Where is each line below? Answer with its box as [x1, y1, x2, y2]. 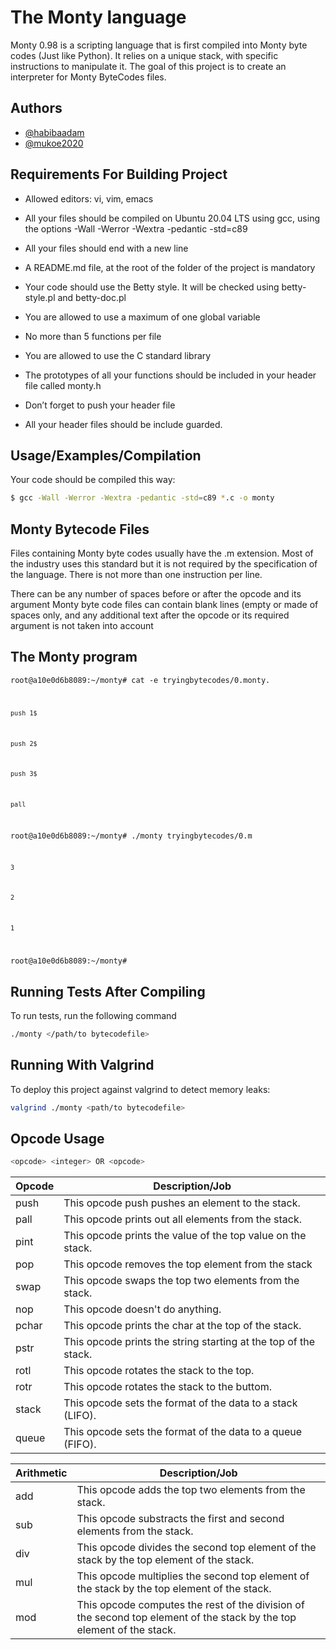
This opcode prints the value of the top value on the [63, 1229, 307, 1243]
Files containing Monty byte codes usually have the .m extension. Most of [10, 547, 314, 560]
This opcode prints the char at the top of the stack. [63, 1319, 302, 1333]
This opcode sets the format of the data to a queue [63, 1425, 303, 1439]
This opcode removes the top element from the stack [63, 1257, 313, 1271]
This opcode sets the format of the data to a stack [63, 1396, 298, 1410]
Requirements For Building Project [10, 166, 228, 183]
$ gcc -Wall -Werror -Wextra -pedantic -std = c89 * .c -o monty [10, 493, 275, 503]
